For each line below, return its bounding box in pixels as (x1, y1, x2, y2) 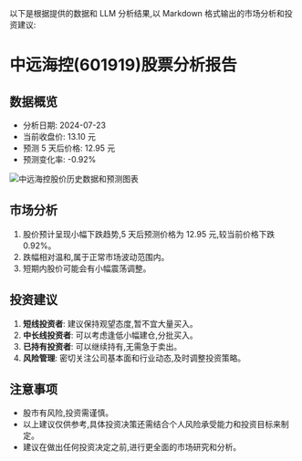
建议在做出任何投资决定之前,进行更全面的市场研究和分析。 (22, 442, 242, 453)
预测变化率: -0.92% (22, 154, 97, 164)
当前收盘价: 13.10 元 (22, 131, 97, 141)
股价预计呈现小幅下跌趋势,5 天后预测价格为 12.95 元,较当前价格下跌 (22, 228, 276, 239)
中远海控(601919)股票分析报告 (9, 55, 237, 76)
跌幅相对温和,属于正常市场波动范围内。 (22, 251, 170, 262)
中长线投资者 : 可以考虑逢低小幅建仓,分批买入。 (22, 330, 198, 341)
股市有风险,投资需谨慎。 (22, 407, 114, 418)
